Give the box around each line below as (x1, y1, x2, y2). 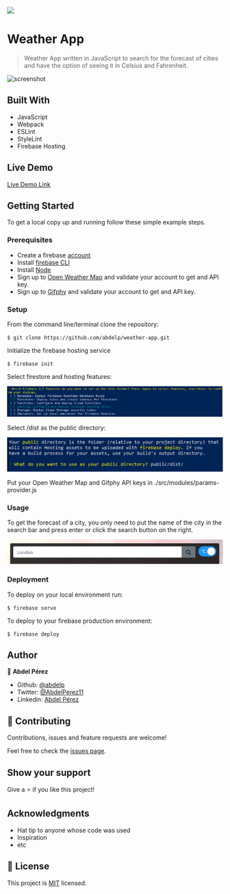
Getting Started (7, 200, 75, 211)
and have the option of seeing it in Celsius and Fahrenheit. (23, 61, 188, 69)
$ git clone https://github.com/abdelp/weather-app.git (7, 334, 170, 341)
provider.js (7, 485, 37, 494)
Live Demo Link (7, 180, 51, 188)
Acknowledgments (7, 807, 90, 820)
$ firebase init (7, 360, 53, 367)
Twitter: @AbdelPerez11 (16, 688, 84, 696)
